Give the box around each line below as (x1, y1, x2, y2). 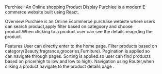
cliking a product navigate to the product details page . (5, 63, 114, 69)
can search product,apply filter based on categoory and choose (5, 24, 133, 29)
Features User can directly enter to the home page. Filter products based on (5, 43, 157, 49)
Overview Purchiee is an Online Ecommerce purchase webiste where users (5, 19, 155, 24)
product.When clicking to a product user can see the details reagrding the (5, 29, 153, 34)
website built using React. (27, 9, 79, 15)
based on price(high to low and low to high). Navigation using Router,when (5, 59, 154, 64)
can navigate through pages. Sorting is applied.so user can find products (5, 53, 151, 59)
